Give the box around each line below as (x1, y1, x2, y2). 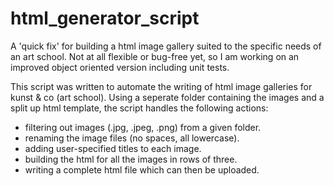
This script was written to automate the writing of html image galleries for (10, 80, 313, 92)
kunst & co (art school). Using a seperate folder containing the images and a (10, 91, 325, 103)
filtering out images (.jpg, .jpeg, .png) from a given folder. (24, 121, 262, 133)
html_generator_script (10, 7, 200, 30)
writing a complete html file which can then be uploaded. (24, 163, 260, 176)
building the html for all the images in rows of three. (24, 153, 238, 165)
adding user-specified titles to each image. (24, 142, 202, 154)
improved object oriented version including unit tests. (10, 61, 230, 73)
